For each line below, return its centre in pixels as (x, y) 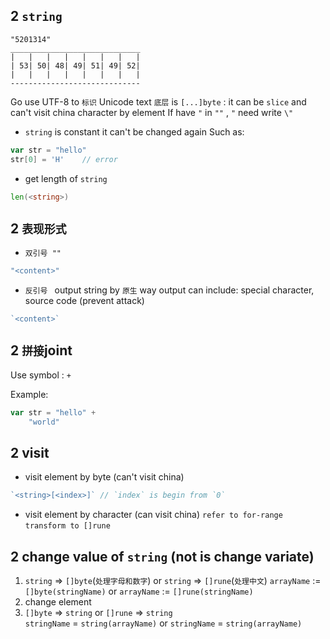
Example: (29, 394)
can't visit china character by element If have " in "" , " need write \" (152, 112)
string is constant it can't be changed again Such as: (134, 131)
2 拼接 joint (41, 350)
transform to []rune (67, 526)
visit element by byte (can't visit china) (104, 477)
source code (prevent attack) (84, 301)
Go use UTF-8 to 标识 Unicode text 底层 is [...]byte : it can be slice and (158, 101)
